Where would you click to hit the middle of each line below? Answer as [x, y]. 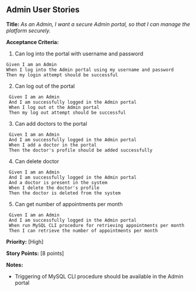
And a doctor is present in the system [58, 182]
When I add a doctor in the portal [53, 145]
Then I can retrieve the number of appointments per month [83, 231]
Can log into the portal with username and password [79, 54]
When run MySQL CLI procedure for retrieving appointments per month [97, 225]
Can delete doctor [37, 161]
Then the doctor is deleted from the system [64, 193]
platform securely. [29, 30]
